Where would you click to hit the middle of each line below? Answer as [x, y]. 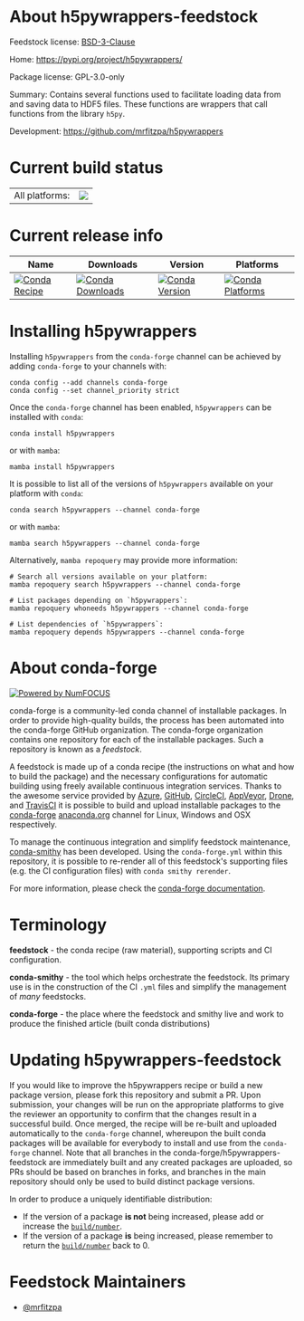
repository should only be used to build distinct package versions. [132, 1181]
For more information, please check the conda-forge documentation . [138, 888]
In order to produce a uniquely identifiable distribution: [111, 1199]
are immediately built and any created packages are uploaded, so [171, 1162]
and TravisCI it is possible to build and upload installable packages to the [145, 805]
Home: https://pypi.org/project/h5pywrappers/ [96, 59]
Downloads [113, 264]
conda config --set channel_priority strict [95, 390]
